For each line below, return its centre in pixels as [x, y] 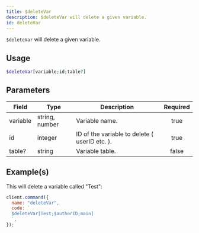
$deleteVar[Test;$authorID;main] [53, 214]
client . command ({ [28, 197]
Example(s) [28, 172]
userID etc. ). [94, 141]
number [48, 124]
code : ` [21, 208]
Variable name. [97, 120]
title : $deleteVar [29, 12]
